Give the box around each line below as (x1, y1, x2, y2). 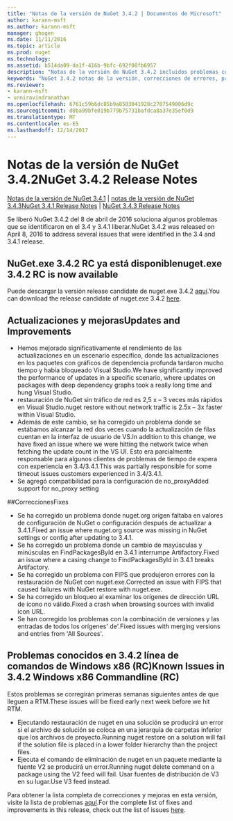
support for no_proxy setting (17, 484, 99, 493)
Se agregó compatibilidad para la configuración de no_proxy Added (17, 477, 209, 485)
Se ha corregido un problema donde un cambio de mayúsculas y (17, 541, 202, 549)
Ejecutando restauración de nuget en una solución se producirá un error (17, 718, 224, 726)
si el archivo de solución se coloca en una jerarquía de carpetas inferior (17, 725, 222, 734)
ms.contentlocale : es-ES (7, 120, 79, 127)
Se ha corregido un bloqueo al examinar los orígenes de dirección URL (17, 592, 220, 600)
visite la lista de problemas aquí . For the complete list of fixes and (7, 798, 193, 806)
